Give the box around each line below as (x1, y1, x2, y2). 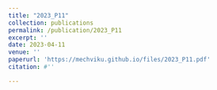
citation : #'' (8, 63, 55, 71)
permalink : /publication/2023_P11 (8, 26, 123, 34)
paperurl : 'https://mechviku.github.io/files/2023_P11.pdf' (8, 56, 211, 64)
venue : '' (8, 48, 41, 56)
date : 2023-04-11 (8, 41, 66, 49)
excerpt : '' (8, 33, 48, 42)
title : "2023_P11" (8, 11, 69, 20)
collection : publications (8, 19, 93, 27)
